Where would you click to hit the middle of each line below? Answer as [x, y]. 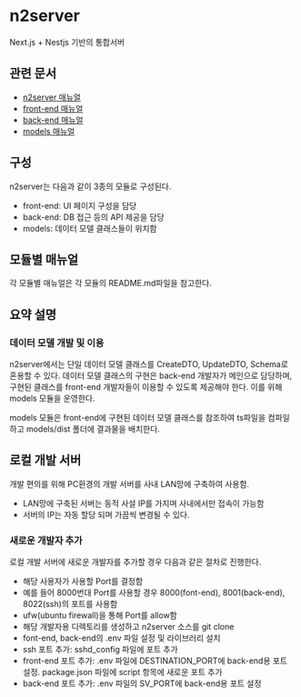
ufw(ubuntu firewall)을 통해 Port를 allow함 [100, 615]
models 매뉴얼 [49, 131]
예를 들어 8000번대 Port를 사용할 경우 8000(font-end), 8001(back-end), [154, 592]
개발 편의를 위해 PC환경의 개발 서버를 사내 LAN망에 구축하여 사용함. [130, 483]
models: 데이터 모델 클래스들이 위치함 [90, 228]
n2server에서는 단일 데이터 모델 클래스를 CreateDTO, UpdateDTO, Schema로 [149, 364]
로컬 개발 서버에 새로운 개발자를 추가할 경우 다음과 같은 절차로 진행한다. [135, 562]
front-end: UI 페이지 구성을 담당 [80, 205]
